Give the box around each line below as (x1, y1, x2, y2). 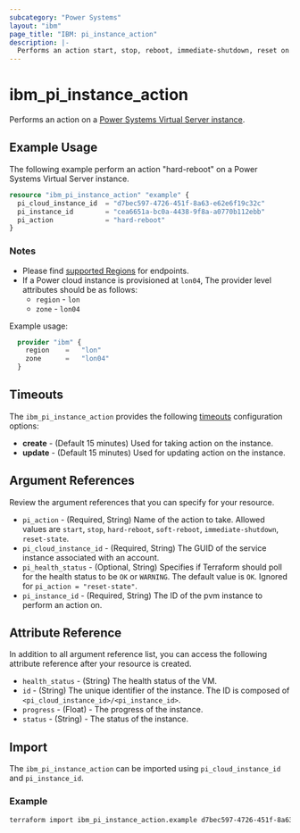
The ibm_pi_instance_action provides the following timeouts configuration (9, 411, 283, 421)
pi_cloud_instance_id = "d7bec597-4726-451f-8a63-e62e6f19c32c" (17, 198, 266, 208)
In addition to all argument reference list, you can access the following (9, 649, 268, 660)
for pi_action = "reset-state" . (21, 580, 138, 591)
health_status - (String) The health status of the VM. (21, 676, 217, 687)
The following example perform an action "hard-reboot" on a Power (9, 163, 258, 174)
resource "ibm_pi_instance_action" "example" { (9, 190, 190, 199)
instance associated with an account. (21, 552, 160, 562)
